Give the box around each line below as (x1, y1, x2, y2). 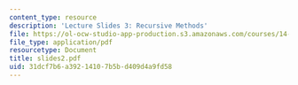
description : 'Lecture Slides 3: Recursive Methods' (9, 21, 208, 30)
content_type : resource (9, 12, 98, 22)
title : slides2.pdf (9, 54, 82, 63)
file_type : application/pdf (9, 37, 114, 47)
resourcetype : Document (9, 46, 98, 55)
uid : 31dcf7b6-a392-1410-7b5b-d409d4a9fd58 (9, 63, 173, 72)
